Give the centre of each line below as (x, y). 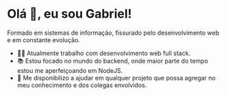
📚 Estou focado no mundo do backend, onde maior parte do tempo (113, 61)
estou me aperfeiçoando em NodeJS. (70, 70)
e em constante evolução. (43, 39)
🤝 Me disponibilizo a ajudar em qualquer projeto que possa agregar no (116, 78)
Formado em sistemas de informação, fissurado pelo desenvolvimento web (113, 33)
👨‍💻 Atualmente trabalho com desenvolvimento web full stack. (103, 53)
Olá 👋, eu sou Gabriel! (70, 14)
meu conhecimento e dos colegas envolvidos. (82, 85)
